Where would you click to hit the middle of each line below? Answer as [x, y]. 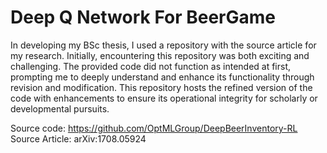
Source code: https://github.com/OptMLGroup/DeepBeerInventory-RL [154, 128]
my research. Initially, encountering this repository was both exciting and [160, 55]
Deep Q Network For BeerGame [143, 17]
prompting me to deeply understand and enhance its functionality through [162, 77]
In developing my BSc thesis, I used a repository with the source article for [163, 45]
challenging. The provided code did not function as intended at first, [151, 66]
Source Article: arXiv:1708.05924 [78, 138]
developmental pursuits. [60, 108]
